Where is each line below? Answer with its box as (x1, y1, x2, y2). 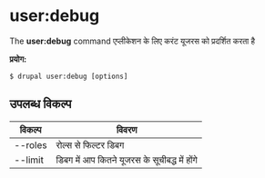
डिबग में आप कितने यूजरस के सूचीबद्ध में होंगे (56, 153, 198, 166)
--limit (14, 153, 44, 166)
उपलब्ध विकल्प (9, 96, 72, 112)
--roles (14, 138, 47, 151)
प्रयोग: (9, 54, 27, 64)
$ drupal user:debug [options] (9, 72, 128, 81)
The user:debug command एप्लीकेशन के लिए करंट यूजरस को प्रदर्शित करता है (9, 35, 255, 46)
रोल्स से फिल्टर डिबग (56, 138, 125, 151)
